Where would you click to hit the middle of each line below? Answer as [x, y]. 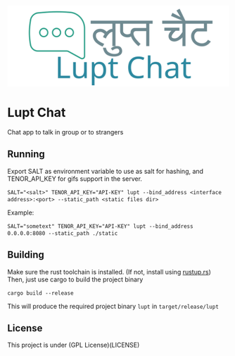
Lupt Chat [37, 113]
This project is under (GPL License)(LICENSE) [74, 345]
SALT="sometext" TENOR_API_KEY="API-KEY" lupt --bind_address [100, 226]
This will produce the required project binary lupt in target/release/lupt [113, 306]
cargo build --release [40, 293]
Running [26, 154]
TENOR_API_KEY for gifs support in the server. [75, 179]
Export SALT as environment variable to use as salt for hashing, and [106, 171]
